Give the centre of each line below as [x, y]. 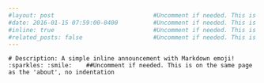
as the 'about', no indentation [61, 72]
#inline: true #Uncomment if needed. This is [132, 30]
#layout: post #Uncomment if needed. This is [132, 15]
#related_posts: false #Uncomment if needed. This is [132, 37]
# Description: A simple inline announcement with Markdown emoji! [122, 59]
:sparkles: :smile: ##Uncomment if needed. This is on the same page [130, 66]
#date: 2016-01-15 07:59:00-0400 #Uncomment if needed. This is [132, 23]
